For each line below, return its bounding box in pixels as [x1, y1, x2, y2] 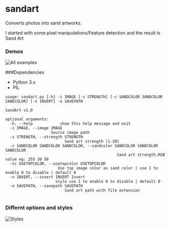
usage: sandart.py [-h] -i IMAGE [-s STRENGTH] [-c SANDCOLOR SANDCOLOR [5, 95, 163, 100]
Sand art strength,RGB [117, 152, 165, 158]
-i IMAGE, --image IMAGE [10, 126, 63, 131]
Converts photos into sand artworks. [5, 20, 82, 26]
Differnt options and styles [5, 204, 73, 211]
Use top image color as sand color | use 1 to [58, 166, 158, 171]
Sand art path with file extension [64, 188, 140, 193]
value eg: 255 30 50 [5, 157, 49, 162]
